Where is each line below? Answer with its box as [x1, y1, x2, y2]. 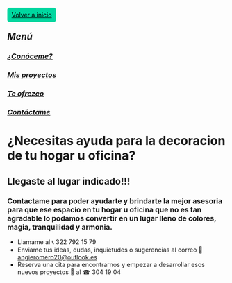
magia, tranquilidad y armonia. [7, 222, 113, 232]
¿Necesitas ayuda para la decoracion [7, 133, 226, 149]
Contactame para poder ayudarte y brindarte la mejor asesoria [7, 196, 223, 205]
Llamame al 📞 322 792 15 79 [17, 237, 97, 246]
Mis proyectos [7, 70, 57, 80]
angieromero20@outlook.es [17, 252, 97, 261]
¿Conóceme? [7, 51, 53, 61]
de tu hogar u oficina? [7, 148, 136, 164]
